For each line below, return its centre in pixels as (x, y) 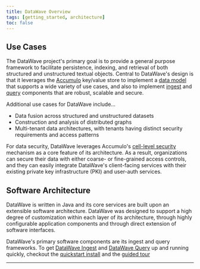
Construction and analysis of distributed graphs (73, 122)
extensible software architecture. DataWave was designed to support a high (99, 211)
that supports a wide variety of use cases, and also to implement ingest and (99, 86)
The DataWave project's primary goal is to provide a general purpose (91, 61)
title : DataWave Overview (38, 12)
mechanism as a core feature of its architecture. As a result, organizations (97, 153)
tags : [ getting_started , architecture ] (56, 17)
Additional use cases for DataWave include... (61, 104)
